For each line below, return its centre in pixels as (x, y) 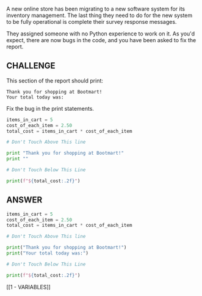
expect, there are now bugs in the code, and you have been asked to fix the (101, 40)
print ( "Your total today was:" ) (47, 253)
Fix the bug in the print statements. (50, 108)
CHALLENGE (31, 66)
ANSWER (24, 200)
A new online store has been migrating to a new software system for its (96, 9)
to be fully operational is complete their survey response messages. (92, 22)
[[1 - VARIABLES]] (28, 287)
